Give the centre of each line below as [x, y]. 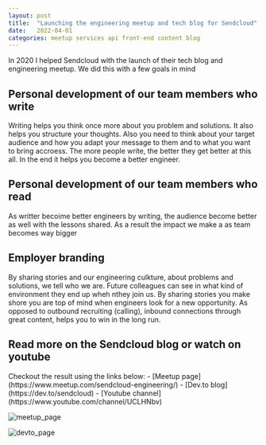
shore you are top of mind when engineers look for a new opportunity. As [128, 303]
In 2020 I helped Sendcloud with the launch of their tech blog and [116, 61]
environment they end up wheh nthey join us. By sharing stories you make [129, 294]
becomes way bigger [43, 232]
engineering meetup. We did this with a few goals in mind [102, 69]
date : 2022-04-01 [40, 30]
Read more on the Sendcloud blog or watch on [125, 344]
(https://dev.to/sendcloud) [51, 393]
